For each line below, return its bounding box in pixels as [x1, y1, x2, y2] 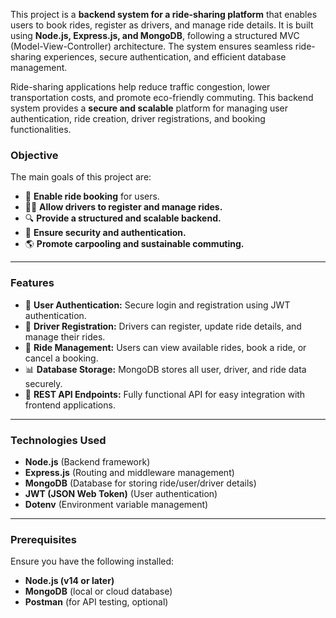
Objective [10, 148, 59, 162]
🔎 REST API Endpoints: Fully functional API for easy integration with [24, 388, 306, 400]
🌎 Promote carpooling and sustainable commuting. [24, 238, 245, 250]
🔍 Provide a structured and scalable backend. [24, 212, 222, 224]
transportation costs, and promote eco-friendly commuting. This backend [10, 92, 314, 103]
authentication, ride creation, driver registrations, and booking [10, 113, 266, 124]
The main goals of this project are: [10, 171, 152, 183]
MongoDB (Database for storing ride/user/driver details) [24, 477, 257, 489]
